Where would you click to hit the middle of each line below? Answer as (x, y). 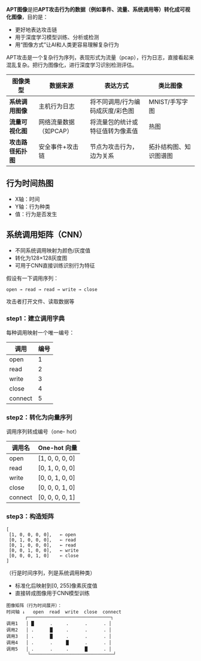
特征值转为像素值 (114, 131)
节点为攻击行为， (114, 147)
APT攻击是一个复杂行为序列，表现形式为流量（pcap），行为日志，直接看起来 (100, 57)
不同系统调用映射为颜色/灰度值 (53, 250)
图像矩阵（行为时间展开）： (34, 605)
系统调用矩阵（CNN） (47, 235)
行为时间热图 (30, 183)
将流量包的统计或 (114, 122)
